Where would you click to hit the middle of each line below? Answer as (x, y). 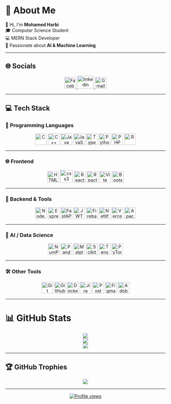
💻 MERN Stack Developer (33, 38)
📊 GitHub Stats (38, 318)
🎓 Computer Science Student (37, 30)
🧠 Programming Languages (39, 126)
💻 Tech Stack (28, 109)
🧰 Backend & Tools (28, 199)
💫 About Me (31, 10)
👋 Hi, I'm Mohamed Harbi (32, 25)
